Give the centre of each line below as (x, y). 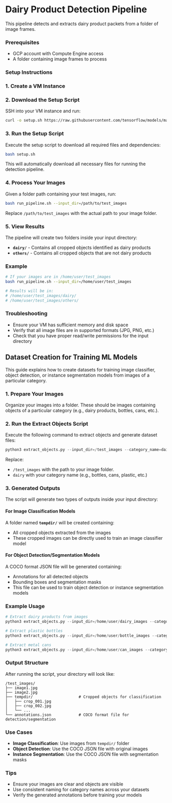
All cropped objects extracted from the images (62, 533)
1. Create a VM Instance (35, 86)
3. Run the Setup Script (35, 133)
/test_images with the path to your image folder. (63, 469)
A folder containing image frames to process (60, 59)
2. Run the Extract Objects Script (47, 423)
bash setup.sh (20, 154)
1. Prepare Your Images (35, 394)
